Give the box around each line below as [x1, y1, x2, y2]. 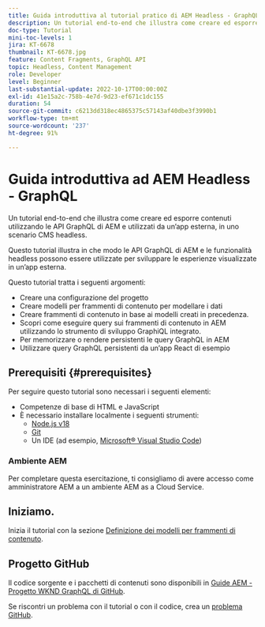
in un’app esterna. [8, 262, 67, 271]
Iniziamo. [8, 505, 55, 519]
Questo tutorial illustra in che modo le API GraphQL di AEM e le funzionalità [8, 245, 252, 255]
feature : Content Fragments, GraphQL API [8, 56, 147, 64]
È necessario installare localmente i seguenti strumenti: [19, 410, 200, 420]
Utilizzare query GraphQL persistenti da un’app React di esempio [19, 343, 230, 353]
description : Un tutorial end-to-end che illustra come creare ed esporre [8, 19, 259, 27]
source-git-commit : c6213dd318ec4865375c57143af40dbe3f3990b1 [8, 108, 217, 115]
